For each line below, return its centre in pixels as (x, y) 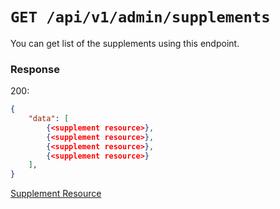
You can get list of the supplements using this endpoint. (125, 43)
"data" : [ (49, 119)
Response (35, 69)
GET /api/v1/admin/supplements (140, 17)
